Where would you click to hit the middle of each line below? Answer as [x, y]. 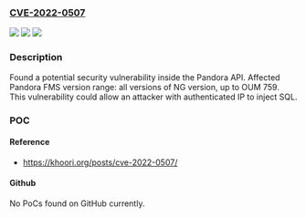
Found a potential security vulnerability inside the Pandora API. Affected [145, 77]
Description [36, 57]
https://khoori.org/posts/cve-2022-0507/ [100, 162]
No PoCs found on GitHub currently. [77, 203]
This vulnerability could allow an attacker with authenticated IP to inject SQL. [153, 97]
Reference [30, 142]
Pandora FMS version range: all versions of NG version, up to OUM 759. [145, 87]
